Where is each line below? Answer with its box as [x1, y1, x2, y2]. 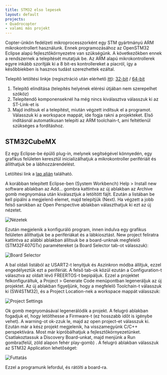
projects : [5, 16, 26, 21]
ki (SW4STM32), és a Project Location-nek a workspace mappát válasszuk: [5, 288, 161, 294]
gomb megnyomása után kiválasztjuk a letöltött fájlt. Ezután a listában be [5, 191, 155, 197]
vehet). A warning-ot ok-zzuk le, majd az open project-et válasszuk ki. [5, 318, 150, 324]
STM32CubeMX [5, 137, 56, 145]
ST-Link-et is [12, 101, 39, 107]
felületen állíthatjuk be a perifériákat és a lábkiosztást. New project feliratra [5, 231, 159, 237]
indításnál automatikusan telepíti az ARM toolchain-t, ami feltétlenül [12, 117, 151, 123]
